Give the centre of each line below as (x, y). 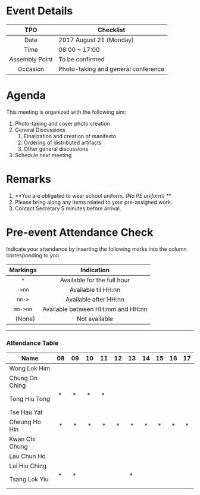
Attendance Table (32, 343)
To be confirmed (82, 59)
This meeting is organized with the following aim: (66, 112)
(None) (25, 319)
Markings (23, 270)
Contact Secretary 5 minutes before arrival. (68, 208)
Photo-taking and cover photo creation (62, 123)
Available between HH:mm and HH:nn (95, 309)
